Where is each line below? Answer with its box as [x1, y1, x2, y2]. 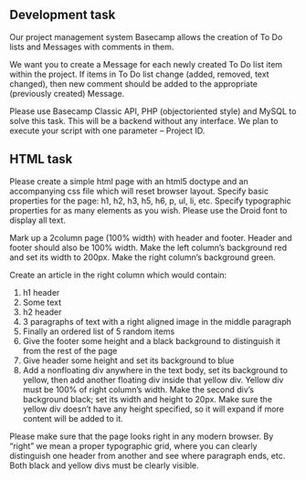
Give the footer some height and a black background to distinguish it [22, 335, 281, 346]
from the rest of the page [22, 345, 118, 356]
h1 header [22, 287, 60, 297]
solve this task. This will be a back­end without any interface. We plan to [9, 115, 279, 126]
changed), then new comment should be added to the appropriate [9, 78, 259, 89]
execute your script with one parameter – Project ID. [9, 125, 206, 136]
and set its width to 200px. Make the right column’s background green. [9, 251, 276, 263]
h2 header [22, 306, 62, 318]
